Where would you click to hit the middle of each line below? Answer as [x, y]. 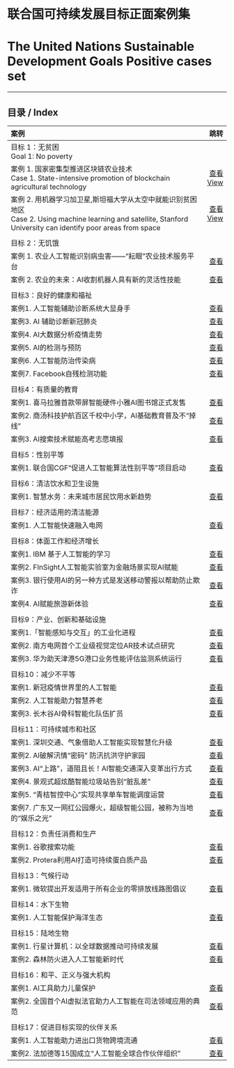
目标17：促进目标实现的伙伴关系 [64, 1027]
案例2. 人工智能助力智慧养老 [57, 700]
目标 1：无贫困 [35, 147]
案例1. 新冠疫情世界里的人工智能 [64, 687]
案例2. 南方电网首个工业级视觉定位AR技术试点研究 [93, 646]
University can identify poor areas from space [86, 227]
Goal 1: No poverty [42, 156]
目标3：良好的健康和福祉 [52, 295]
